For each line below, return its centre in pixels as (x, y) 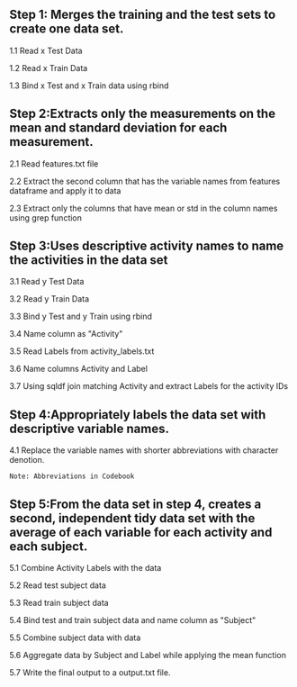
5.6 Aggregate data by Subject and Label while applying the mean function (148, 655)
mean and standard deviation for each (118, 128)
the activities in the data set (89, 260)
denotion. (27, 460)
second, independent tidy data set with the (132, 518)
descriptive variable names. (89, 428)
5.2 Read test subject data (58, 585)
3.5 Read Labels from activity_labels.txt (82, 351)
